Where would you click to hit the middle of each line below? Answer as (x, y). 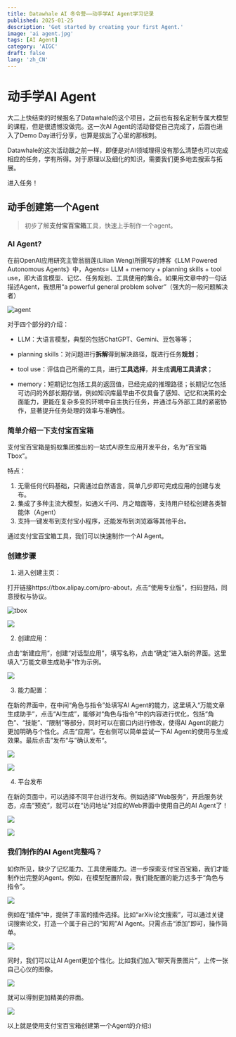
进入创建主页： (39, 573)
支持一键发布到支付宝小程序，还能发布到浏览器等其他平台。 (104, 521)
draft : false (26, 54)
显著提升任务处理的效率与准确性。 (79, 410)
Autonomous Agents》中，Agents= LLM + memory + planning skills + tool (115, 269)
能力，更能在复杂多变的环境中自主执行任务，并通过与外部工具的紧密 (122, 402)
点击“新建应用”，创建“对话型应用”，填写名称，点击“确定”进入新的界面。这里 (117, 653)
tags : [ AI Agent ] (33, 40)
